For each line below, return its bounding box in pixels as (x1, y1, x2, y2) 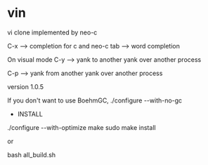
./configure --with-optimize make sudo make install (7, 123, 156, 131)
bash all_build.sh (7, 150, 56, 159)
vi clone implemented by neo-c (7, 28, 98, 37)
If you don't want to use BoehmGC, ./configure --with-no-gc (7, 96, 183, 105)
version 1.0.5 (7, 82, 44, 91)
